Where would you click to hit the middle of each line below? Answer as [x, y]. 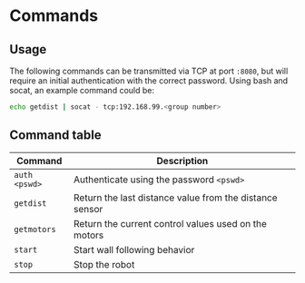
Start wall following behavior [134, 249]
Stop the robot [104, 264]
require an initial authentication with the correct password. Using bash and [149, 81]
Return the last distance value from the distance [176, 198]
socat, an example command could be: [82, 90]
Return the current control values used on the [171, 223]
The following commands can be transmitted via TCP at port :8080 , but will [149, 71]
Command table [55, 136]
